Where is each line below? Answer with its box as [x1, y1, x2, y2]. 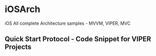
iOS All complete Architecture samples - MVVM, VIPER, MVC [5, 20, 131, 26]
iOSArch [5, 4, 41, 15]
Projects [5, 43, 32, 51]
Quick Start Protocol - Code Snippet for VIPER [5, 35, 151, 43]
